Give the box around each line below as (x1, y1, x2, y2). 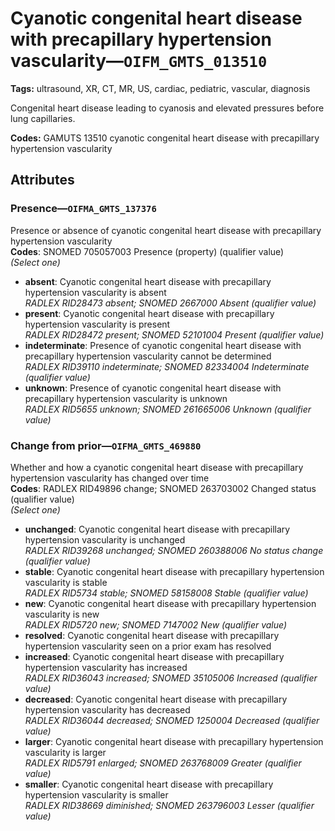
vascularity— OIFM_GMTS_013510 (10, 50, 268, 72)
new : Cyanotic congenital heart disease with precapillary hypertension (24, 597, 317, 609)
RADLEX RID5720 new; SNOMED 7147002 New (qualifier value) (24, 618, 288, 631)
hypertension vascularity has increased (24, 661, 188, 673)
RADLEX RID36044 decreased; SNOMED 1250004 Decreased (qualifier (24, 714, 320, 726)
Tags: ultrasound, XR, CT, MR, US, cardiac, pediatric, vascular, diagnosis (10, 82, 311, 94)
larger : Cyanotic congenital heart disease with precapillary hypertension (24, 735, 324, 747)
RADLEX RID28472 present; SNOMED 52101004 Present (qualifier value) (24, 328, 325, 341)
